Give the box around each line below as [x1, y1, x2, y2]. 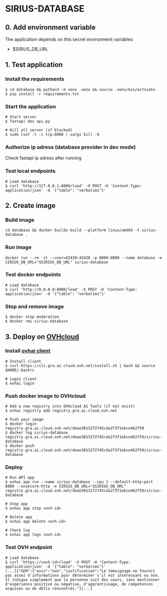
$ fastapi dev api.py [5, 118, 50, 124]
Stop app [9, 502, 28, 507]
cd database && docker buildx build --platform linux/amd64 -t [5, 228, 140, 233]
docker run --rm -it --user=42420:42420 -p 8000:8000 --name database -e [5, 255, 162, 260]
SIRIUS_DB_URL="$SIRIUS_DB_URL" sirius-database [5, 260, 108, 265]
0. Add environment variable [5, 23, 96, 32]
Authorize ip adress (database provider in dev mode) [5, 144, 136, 151]
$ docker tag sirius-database [5, 430, 68, 435]
